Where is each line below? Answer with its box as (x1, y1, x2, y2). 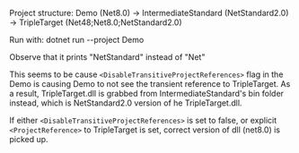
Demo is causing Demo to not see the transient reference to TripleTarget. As (9, 79, 291, 89)
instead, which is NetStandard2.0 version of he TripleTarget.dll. (9, 98, 242, 108)
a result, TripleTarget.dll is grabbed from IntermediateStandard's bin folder (9, 89, 285, 98)
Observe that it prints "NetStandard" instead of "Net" (9, 52, 206, 62)
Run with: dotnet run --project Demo (9, 35, 145, 45)
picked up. (9, 134, 48, 144)
